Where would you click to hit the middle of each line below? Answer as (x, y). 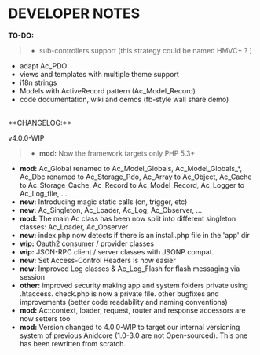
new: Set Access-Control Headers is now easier (97, 260)
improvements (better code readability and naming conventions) (123, 302)
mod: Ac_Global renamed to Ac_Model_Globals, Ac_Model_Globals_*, (130, 168)
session (32, 276)
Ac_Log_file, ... (43, 193)
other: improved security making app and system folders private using (134, 285)
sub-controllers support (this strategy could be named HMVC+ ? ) (146, 50)
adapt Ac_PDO (43, 66)
